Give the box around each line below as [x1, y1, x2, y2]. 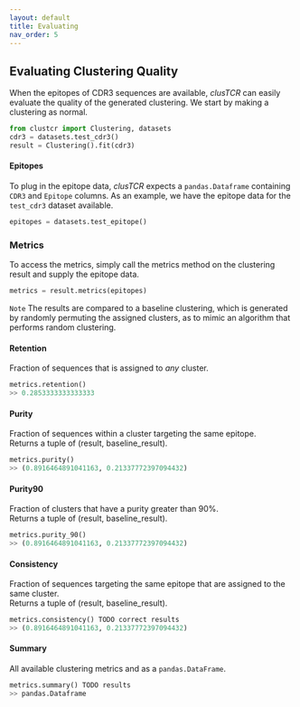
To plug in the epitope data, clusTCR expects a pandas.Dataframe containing [9, 181, 291, 192]
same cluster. [9, 589, 60, 599]
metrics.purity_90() [9, 531, 88, 540]
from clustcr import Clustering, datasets [9, 124, 172, 134]
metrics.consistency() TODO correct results [9, 616, 180, 625]
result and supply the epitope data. [9, 269, 140, 280]
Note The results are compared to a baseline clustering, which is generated [9, 303, 288, 314]
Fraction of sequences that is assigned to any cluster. [9, 363, 210, 373]
